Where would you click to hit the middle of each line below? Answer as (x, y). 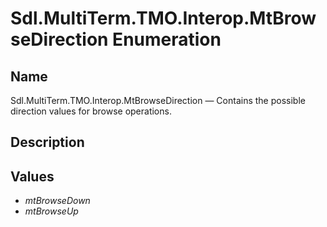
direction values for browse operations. (91, 111)
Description (47, 142)
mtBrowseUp (51, 211)
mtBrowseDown (57, 201)
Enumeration (167, 39)
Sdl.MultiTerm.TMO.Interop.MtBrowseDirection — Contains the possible (158, 100)
